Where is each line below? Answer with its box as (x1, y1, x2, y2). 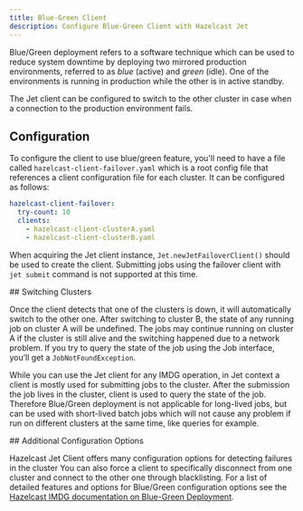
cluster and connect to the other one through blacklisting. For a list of (9, 472, 268, 483)
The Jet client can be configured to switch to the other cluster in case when (9, 92, 292, 104)
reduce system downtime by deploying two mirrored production (9, 56, 247, 67)
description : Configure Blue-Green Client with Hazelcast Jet (9, 22, 249, 31)
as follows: (9, 182, 50, 193)
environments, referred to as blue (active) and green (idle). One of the (9, 65, 270, 77)
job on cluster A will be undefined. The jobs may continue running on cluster (9, 323, 294, 333)
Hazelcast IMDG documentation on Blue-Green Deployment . (9, 491, 234, 502)
